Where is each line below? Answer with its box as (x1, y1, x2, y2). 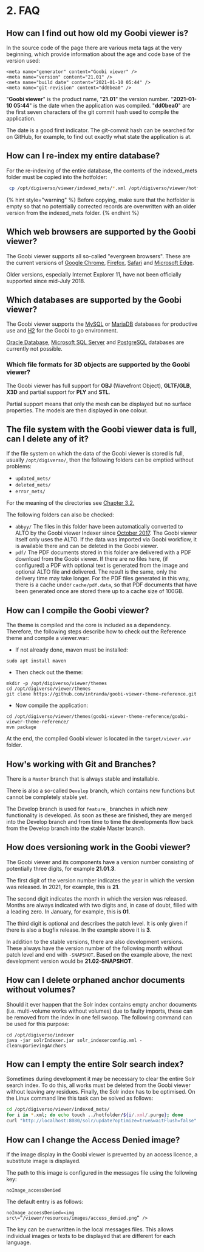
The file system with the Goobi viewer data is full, (6, 424, 197, 434)
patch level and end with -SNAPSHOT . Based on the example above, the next (6, 951, 192, 958)
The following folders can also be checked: (6, 511, 114, 518)
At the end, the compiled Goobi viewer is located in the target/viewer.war (6, 735, 191, 742)
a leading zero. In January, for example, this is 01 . (6, 908, 131, 915)
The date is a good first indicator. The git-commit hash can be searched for (6, 127, 194, 134)
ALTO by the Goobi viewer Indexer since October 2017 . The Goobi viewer (15, 529, 197, 536)
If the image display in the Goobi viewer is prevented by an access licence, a (6, 1150, 198, 1158)
